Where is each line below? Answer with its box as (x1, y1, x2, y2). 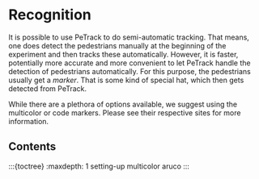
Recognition (8, 6, 91, 24)
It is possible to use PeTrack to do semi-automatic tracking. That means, (8, 32, 249, 42)
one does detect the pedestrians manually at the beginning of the (8, 40, 227, 50)
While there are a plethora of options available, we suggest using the (8, 99, 237, 109)
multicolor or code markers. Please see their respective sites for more (8, 107, 241, 118)
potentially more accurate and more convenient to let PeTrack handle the (8, 58, 251, 68)
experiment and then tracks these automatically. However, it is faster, (8, 49, 239, 59)
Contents (8, 139, 57, 154)
